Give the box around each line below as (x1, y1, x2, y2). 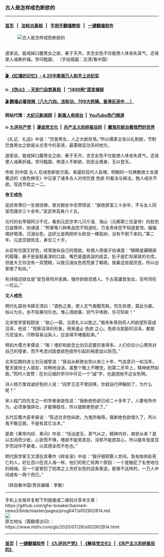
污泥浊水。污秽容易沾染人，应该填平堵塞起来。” (5, 332, 99, 338)
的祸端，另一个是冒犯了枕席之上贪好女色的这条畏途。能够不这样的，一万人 (5, 466, 155, 471)
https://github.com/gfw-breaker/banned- (5, 503, 88, 509)
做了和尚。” (9, 266, 31, 272)
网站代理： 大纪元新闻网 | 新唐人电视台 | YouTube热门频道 (5, 112, 124, 118)
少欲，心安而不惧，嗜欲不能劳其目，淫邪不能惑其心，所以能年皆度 (21, 437, 155, 443)
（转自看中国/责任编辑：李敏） (5, 482, 67, 488)
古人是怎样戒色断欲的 (5, 4, 55, 11)
